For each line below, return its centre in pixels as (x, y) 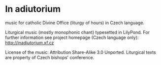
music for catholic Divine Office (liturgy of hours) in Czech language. (75, 23)
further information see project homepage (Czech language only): (72, 37)
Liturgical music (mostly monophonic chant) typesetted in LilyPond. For (78, 32)
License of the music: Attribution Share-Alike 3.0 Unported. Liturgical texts (80, 52)
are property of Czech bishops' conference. (50, 57)
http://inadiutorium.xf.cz (30, 42)
